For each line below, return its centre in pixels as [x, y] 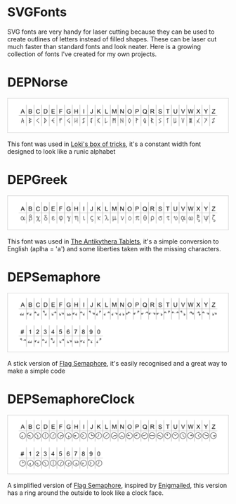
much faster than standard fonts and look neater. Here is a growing [104, 46]
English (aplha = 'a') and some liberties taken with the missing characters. [114, 248]
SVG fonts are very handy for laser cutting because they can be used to [111, 32]
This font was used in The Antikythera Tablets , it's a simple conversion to [113, 241]
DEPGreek [38, 180]
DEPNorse [38, 82]
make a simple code [36, 371]
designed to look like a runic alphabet [61, 152]
